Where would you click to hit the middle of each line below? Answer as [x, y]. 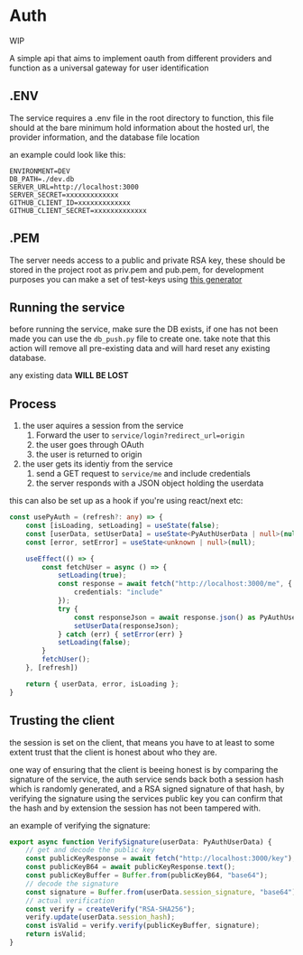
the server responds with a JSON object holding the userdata [150, 483]
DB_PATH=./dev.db [42, 179]
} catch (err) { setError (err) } [120, 634]
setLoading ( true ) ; [92, 575]
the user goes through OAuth [90, 445]
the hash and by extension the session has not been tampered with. [135, 808]
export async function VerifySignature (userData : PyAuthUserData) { [141, 842]
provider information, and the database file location [105, 137]
